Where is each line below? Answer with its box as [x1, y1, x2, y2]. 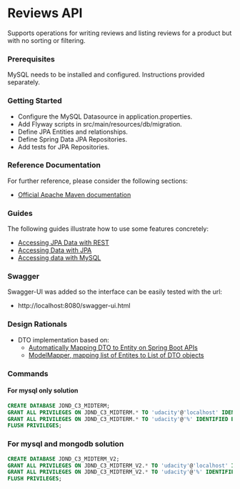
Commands [7, 368, 49, 378]
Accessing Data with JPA [17, 246, 92, 255]
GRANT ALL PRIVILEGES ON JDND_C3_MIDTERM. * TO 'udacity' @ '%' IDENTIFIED [7, 415, 229, 423]
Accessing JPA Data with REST [17, 238, 109, 247]
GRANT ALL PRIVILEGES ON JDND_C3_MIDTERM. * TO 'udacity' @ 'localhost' [7, 409, 219, 416]
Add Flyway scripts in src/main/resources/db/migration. [17, 119, 182, 128]
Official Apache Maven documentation [17, 190, 131, 199]
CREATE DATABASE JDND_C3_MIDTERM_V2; [7, 455, 120, 463]
